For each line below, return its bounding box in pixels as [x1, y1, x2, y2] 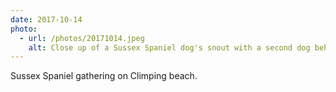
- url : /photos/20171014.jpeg [19, 33, 145, 43]
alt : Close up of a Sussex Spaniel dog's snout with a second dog [28, 42, 311, 53]
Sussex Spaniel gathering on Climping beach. [10, 70, 198, 82]
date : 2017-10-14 [10, 14, 83, 25]
